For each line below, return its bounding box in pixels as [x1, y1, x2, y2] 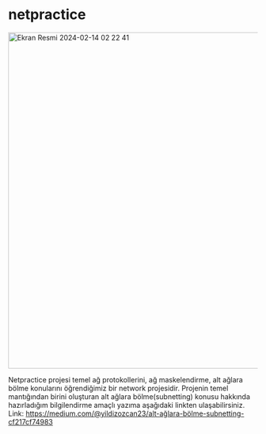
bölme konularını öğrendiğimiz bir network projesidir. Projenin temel [8, 383, 229, 393]
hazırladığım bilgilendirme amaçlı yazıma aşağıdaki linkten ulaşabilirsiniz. [8, 400, 245, 409]
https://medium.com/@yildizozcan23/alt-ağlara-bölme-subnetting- [25, 409, 245, 418]
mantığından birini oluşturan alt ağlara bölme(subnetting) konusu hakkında [8, 391, 251, 401]
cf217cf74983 [8, 417, 53, 426]
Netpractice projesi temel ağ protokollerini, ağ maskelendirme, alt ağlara [8, 374, 243, 384]
